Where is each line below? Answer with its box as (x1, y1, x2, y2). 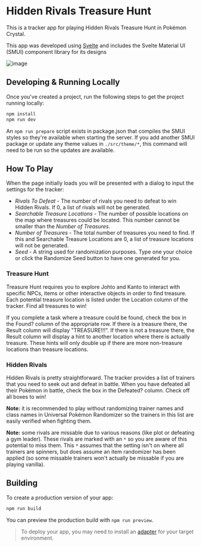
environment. (20, 534, 54, 542)
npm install (6, 111, 36, 117)
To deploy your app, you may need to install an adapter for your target (20, 528, 194, 535)
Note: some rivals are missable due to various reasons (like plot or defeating (6, 429, 194, 436)
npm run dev (6, 117, 36, 123)
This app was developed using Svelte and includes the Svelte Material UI (6, 42, 185, 49)
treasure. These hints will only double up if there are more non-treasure (6, 339, 182, 346)
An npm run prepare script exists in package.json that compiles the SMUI (6, 127, 185, 135)
